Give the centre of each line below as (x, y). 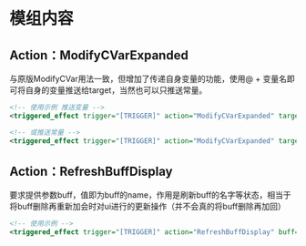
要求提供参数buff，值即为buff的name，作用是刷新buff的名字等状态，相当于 (150, 195)
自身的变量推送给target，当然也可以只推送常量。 (116, 90)
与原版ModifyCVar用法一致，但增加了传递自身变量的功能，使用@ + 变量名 (148, 79)
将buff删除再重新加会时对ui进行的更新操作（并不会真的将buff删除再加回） (148, 207)
